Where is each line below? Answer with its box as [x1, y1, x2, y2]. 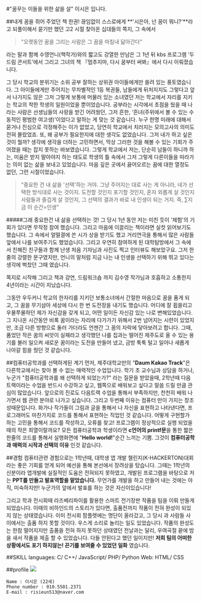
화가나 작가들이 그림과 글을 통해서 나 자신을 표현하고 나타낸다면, [38, 404, 187, 411]
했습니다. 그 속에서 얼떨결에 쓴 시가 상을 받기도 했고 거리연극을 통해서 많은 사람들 [6, 231, 194, 238]
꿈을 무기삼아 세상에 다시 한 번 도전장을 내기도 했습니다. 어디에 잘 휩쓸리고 [20, 302, 193, 308]
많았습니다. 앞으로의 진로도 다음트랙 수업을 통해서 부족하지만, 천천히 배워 [17, 389, 187, 396]
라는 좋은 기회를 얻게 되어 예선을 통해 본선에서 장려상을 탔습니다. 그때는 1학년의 [6, 462, 190, 469]
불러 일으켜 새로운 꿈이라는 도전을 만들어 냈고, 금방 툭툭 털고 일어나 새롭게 [17, 339, 190, 346]
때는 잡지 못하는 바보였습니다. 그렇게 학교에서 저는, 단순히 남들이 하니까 [22, 146, 188, 153]
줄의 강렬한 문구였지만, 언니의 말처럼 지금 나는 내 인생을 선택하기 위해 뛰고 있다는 [6, 254, 194, 260]
